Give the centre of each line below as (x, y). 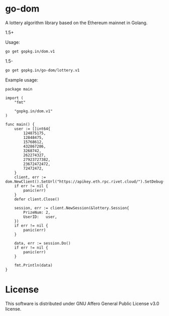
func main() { (20, 124)
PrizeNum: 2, (37, 212)
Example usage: (22, 80)
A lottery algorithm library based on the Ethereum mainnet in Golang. (76, 23)
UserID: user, (40, 217)
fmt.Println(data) (33, 265)
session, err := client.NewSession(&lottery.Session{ (72, 208)
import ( (14, 98)
